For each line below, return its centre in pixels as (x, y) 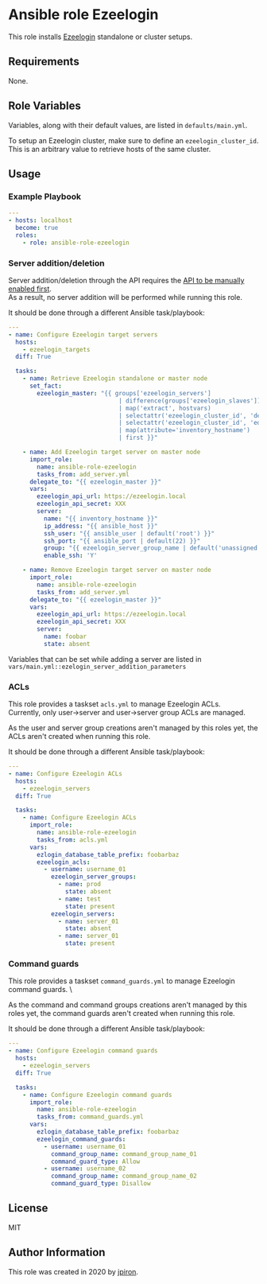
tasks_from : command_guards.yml (91, 1117)
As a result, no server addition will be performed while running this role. (125, 297)
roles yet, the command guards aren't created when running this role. (122, 1014)
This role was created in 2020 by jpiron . (74, 1271)
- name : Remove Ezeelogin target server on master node (117, 570)
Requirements (44, 62)
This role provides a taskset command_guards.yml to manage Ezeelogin (122, 981)
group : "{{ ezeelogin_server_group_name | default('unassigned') (154, 548)
